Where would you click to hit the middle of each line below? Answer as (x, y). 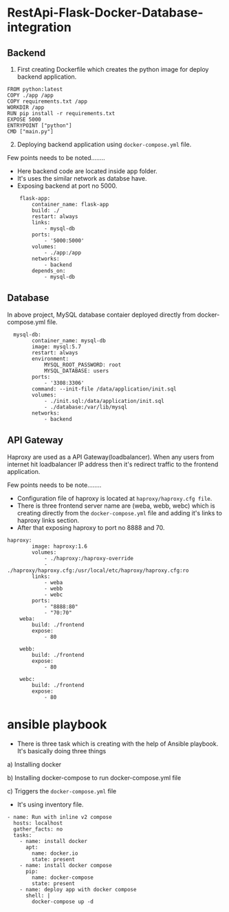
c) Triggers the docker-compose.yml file (62, 791)
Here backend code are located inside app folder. (87, 171)
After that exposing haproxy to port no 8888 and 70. (91, 527)
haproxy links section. (48, 520)
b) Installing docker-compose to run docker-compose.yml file (94, 777)
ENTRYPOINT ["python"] (40, 126)
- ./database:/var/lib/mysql (86, 407)
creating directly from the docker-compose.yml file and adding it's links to (119, 513)
